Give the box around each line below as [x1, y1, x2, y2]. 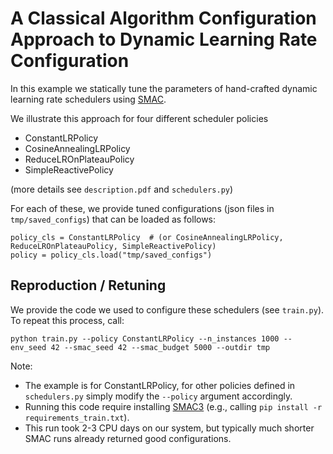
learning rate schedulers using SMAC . [10, 93, 167, 105]
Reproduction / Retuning [10, 277, 167, 294]
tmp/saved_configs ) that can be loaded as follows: [10, 213, 217, 225]
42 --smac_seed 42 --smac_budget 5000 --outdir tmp [50, 342, 271, 352]
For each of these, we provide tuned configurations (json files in [10, 202, 275, 214]
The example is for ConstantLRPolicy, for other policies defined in [24, 379, 296, 391]
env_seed [10, 342, 47, 352]
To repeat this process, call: [10, 314, 125, 326]
